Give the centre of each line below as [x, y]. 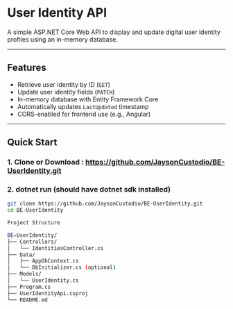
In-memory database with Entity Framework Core [88, 99]
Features [27, 68]
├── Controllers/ [32, 242]
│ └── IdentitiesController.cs [55, 248]
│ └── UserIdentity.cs [43, 281]
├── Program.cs [29, 287]
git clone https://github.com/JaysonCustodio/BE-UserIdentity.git [105, 204]
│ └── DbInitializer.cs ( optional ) [62, 268]
